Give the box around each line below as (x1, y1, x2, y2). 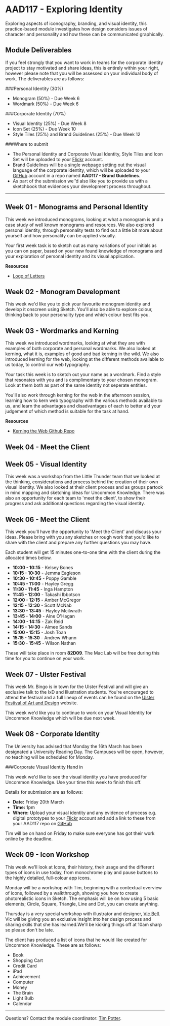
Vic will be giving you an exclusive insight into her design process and (5, 916, 151, 922)
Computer (12, 979, 34, 985)
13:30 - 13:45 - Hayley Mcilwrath (12, 608, 82, 614)
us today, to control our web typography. (5, 362, 90, 368)
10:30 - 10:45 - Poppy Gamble (12, 575, 77, 581)
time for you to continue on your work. (5, 656, 85, 662)
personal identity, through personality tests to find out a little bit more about (5, 227, 163, 233)
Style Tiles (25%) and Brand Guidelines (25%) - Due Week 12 (12, 131, 141, 137)
